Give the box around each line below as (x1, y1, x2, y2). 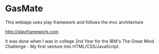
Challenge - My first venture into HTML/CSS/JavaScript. (5, 43, 120, 49)
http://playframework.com (5, 28, 58, 34)
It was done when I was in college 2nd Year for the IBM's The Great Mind (5, 38, 155, 44)
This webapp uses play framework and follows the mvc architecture (5, 19, 144, 25)
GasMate (5, 3, 43, 14)
